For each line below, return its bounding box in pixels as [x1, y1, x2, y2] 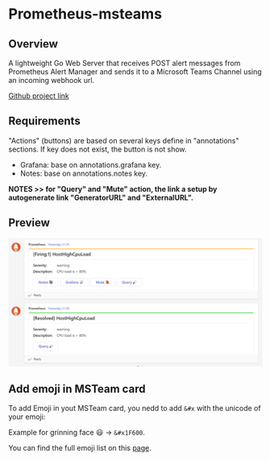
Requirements [8, 114, 81, 128]
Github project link [8, 91, 70, 101]
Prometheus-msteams [8, 5, 163, 23]
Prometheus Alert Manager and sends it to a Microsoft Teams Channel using [8, 67, 262, 77]
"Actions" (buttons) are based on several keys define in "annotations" [8, 135, 239, 145]
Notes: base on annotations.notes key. [19, 168, 147, 178]
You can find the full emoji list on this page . [8, 443, 152, 453]
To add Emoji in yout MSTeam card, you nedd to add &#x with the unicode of [8, 404, 261, 413]
